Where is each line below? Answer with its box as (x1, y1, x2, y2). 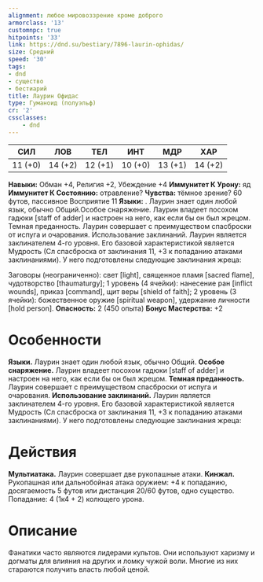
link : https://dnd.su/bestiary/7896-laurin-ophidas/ (8, 41, 184, 49)
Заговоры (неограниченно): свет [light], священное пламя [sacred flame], (8, 270, 255, 279)
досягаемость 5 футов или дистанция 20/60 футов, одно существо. (8, 485, 235, 495)
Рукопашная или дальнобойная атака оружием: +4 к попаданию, (8, 477, 228, 487)
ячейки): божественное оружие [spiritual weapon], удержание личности (8, 295, 250, 304)
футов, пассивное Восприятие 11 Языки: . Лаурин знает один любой (8, 196, 237, 205)
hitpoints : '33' (8, 33, 61, 42)
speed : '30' (8, 56, 47, 64)
